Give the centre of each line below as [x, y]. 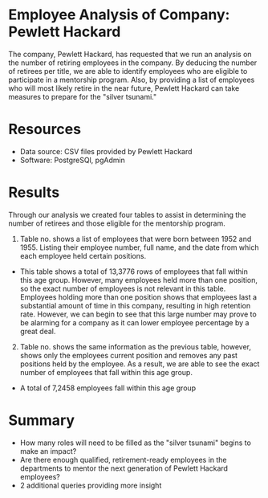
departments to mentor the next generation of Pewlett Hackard [124, 468]
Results [34, 192]
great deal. [38, 331]
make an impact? [48, 451]
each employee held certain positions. [83, 255]
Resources [45, 129]
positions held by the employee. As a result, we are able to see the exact [140, 364]
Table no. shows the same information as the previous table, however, [135, 346]
